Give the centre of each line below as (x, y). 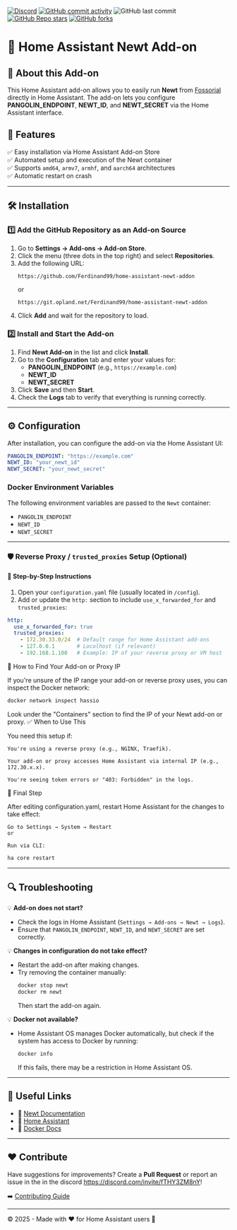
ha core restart (31, 858)
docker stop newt (43, 986)
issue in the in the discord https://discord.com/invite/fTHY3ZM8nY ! (105, 1182)
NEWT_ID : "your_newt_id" (44, 463)
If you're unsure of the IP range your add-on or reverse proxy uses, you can (117, 680)
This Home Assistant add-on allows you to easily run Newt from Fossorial (114, 90)
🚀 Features (31, 135)
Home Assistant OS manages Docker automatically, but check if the (116, 1033)
